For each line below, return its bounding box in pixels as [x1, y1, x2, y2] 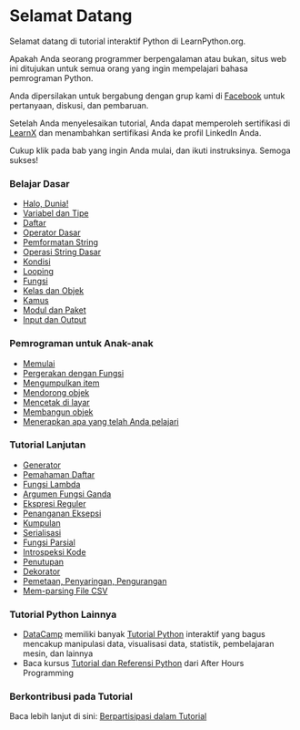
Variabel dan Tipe [22, 208, 89, 219]
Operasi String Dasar [22, 247, 102, 258]
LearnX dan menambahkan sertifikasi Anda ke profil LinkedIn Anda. [9, 127, 262, 138]
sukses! [9, 154, 39, 165]
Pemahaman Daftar [22, 468, 95, 479]
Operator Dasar [22, 227, 81, 238]
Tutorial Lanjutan [9, 438, 86, 451]
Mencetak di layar [22, 396, 91, 407]
